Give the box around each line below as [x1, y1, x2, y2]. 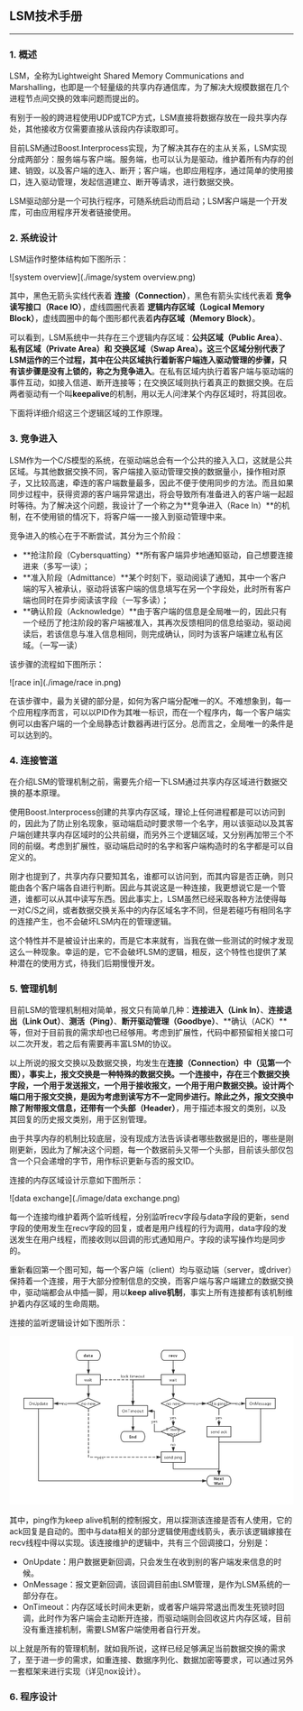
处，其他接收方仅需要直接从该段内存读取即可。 [9, 124, 183, 134]
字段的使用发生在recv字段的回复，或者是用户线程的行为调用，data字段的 [9, 1223, 280, 1234]
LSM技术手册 [9, 8, 83, 24]
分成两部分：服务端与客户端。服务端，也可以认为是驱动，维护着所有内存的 [9, 154, 286, 165]
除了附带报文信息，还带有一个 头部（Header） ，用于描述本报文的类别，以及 [9, 1103, 287, 1114]
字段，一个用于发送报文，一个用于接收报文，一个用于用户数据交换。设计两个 [9, 1081, 294, 1091]
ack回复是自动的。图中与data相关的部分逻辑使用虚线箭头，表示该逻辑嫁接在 [9, 1526, 292, 1537]
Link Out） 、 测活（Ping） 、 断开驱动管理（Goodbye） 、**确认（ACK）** [24, 1016, 288, 1026]
